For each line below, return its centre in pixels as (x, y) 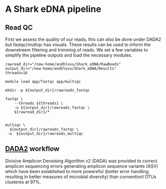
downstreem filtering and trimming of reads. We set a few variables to (77, 50)
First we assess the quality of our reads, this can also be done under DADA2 (83, 39)
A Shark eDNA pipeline (53, 9)
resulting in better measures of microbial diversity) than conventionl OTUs (81, 177)
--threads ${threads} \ (39, 103)
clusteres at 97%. (23, 182)
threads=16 (16, 73)
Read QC (19, 28)
